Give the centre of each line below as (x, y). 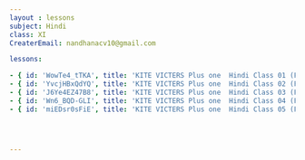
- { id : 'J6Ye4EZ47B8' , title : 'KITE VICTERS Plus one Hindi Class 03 (148, 92)
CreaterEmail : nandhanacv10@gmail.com (83, 43)
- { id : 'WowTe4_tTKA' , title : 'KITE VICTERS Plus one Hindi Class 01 (148, 76)
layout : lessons (42, 18)
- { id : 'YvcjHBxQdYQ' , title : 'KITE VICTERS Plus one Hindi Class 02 (148, 84)
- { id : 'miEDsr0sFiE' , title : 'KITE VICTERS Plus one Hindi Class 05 (148, 109)
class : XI (28, 34)
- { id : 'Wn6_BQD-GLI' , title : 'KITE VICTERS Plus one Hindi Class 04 (148, 100)
